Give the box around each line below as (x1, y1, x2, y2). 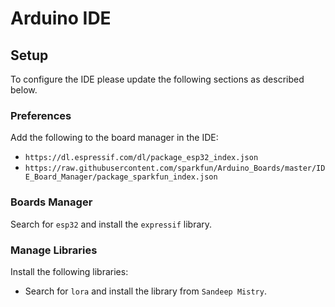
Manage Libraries (10, 243, 98, 257)
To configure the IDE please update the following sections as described (10, 73, 305, 85)
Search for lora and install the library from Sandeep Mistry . (24, 285, 267, 297)
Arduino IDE (10, 7, 112, 30)
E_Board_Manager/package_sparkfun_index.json (24, 172, 218, 182)
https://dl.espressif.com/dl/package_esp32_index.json (24, 153, 259, 163)
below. (10, 84, 38, 96)
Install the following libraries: (10, 265, 129, 277)
